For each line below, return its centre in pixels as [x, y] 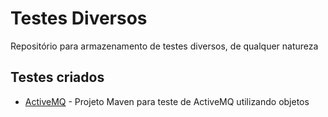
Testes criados [57, 77]
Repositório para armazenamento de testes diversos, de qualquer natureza [164, 46]
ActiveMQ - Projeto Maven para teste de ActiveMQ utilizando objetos [167, 101]
